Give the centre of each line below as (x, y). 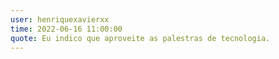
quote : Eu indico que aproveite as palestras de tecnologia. (140, 38)
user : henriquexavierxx (60, 19)
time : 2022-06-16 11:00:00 (66, 29)
